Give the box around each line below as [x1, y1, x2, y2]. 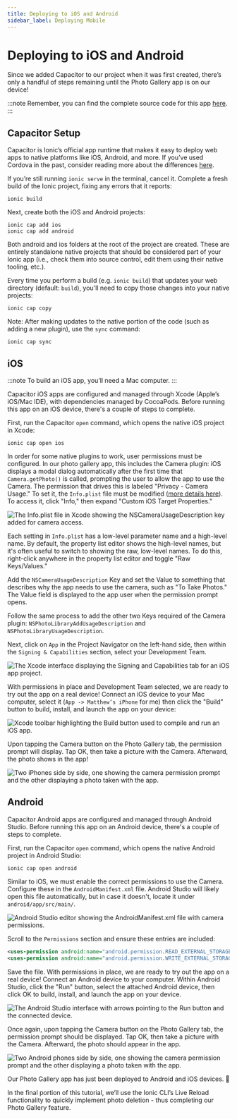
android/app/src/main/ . [7, 900, 76, 908]
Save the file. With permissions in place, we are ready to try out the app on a [7, 967, 230, 976]
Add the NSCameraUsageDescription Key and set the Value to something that [7, 575, 226, 584]
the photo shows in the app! [7, 755, 89, 764]
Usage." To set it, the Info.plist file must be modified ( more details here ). [7, 489, 224, 498]
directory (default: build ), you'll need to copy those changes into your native [7, 283, 230, 293]
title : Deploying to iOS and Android [7, 10, 119, 18]
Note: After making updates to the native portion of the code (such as [7, 317, 209, 326]
